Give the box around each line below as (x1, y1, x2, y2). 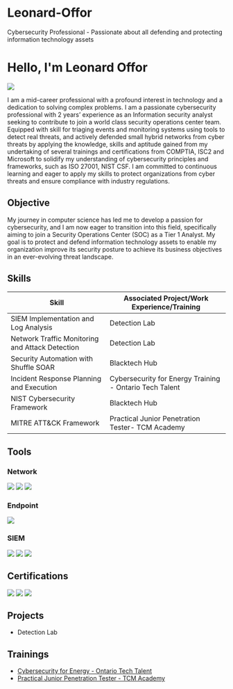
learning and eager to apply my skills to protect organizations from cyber (7, 169, 216, 178)
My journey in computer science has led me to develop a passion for (7, 216, 203, 224)
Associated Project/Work (123, 293, 209, 303)
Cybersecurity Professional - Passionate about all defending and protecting (7, 28, 223, 36)
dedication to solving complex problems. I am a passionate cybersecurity (7, 103, 216, 111)
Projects (7, 610, 44, 622)
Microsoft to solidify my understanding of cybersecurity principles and (7, 154, 209, 163)
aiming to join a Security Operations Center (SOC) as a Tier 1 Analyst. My (7, 230, 216, 238)
